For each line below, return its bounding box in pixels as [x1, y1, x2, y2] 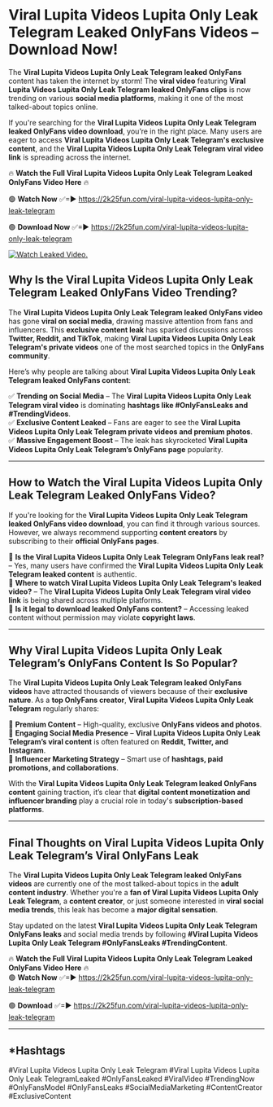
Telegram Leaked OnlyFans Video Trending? [8, 286, 238, 300]
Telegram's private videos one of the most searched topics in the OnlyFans [8, 342, 265, 352]
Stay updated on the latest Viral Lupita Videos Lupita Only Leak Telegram [8, 920, 258, 930]
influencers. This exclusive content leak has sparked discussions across [8, 324, 253, 335]
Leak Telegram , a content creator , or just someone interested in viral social [8, 896, 264, 906]
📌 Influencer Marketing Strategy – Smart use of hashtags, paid [8, 754, 223, 764]
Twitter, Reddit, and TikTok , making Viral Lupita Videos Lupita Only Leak [8, 333, 256, 343]
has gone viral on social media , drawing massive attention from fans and [8, 316, 253, 326]
